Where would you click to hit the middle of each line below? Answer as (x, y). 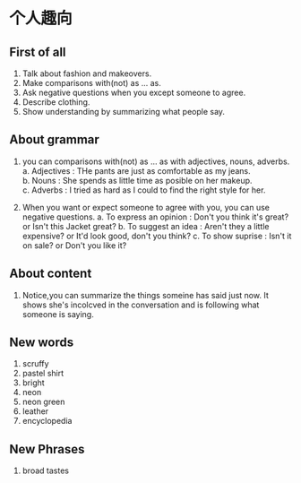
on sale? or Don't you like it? (74, 245)
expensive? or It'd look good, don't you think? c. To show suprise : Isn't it (157, 236)
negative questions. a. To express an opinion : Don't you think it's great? (155, 217)
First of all (38, 52)
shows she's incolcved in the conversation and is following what (141, 305)
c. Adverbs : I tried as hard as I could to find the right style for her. (144, 190)
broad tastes (46, 470)
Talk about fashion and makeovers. (87, 73)
